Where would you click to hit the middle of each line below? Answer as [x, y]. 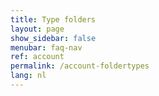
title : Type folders [53, 19]
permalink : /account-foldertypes [80, 66]
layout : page [37, 29]
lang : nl [28, 76]
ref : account [37, 57]
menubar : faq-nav [46, 47]
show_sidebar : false [53, 38]
